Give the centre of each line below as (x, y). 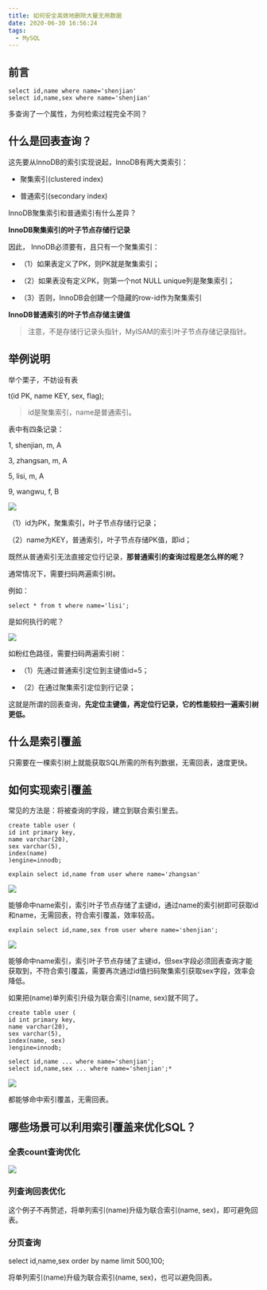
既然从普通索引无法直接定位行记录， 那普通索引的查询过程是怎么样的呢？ (126, 557)
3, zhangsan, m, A (38, 460)
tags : (17, 30)
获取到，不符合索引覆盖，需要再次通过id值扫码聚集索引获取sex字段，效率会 (132, 971)
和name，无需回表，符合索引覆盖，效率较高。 (83, 915)
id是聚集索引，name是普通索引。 (82, 412)
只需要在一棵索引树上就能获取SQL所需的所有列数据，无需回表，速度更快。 (130, 762)
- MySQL (28, 38)
